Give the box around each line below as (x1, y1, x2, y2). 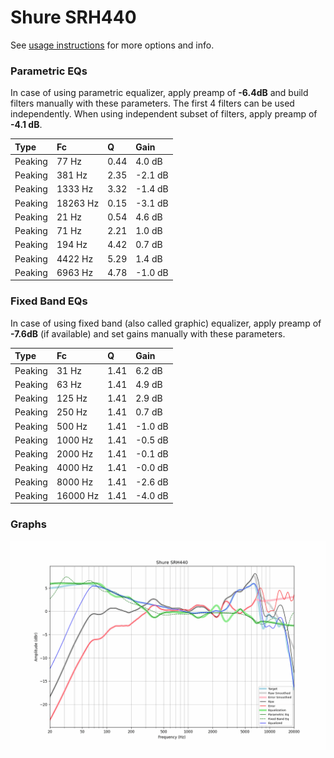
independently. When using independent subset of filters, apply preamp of (10, 108, 318, 120)
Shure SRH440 (10, 6, 137, 29)
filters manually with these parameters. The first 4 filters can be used (10, 97, 295, 110)
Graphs (10, 517, 47, 531)
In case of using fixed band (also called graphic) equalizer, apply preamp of (10, 317, 322, 329)
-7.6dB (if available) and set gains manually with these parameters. (10, 327, 286, 340)
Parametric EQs (10, 64, 88, 78)
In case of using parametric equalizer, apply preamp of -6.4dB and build (10, 87, 309, 99)
